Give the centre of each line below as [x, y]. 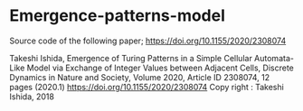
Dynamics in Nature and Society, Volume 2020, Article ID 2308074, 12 [139, 77]
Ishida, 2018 [32, 97]
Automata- [274, 58]
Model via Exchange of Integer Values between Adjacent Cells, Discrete [160, 68]
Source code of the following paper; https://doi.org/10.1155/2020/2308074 [148, 41]
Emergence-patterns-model [118, 16]
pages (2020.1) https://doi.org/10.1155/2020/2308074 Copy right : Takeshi [147, 87]
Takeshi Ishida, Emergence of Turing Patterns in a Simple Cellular [131, 58]
